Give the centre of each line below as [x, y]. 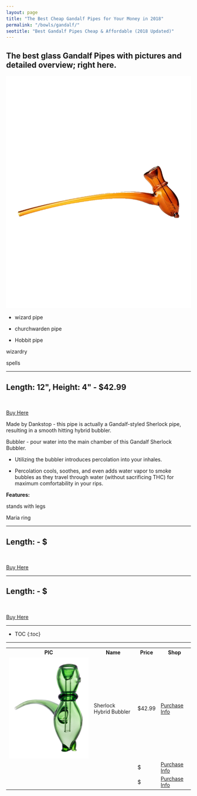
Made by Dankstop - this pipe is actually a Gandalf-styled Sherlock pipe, [94, 424]
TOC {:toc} [28, 634]
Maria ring [18, 518]
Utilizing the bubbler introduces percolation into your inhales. [88, 460]
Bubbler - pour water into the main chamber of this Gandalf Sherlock [89, 442]
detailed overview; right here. [61, 65]
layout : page [22, 12]
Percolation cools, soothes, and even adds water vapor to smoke [93, 471]
